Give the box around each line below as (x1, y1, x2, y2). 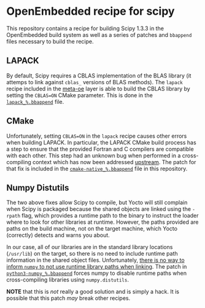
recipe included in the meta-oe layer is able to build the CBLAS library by (6, 85, 190, 92)
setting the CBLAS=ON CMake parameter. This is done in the (6, 91, 153, 99)
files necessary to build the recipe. (6, 38, 94, 45)
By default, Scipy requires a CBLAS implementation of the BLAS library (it (6, 72, 191, 79)
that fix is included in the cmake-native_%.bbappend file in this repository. (6, 165, 188, 172)
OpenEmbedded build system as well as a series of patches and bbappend (6, 31, 192, 38)
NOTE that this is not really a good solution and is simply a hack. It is (6, 288, 180, 296)
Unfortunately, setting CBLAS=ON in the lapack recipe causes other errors (6, 132, 187, 140)
